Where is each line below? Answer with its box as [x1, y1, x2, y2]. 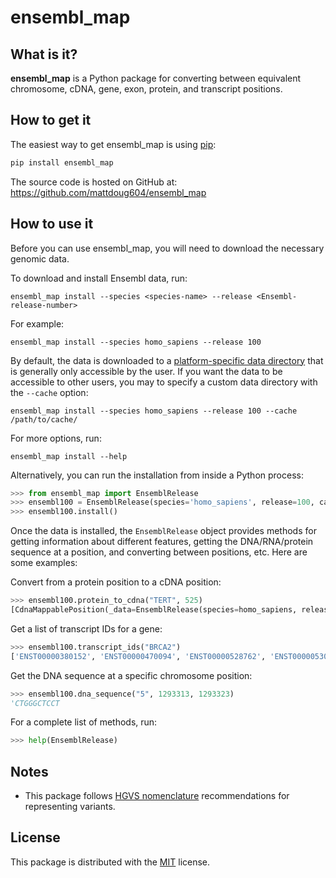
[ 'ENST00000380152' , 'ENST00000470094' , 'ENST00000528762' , [10, 651, 267, 661]
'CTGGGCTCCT [10, 698, 60, 708]
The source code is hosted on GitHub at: [10, 176, 178, 188]
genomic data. [10, 252, 70, 265]
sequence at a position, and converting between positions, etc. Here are [10, 546, 308, 558]
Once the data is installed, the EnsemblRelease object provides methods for [10, 525, 317, 537]
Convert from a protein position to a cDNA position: [10, 576, 222, 588]
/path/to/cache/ [10, 414, 78, 425]
